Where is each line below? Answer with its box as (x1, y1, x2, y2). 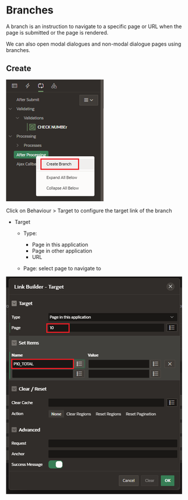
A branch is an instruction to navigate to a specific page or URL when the (6, 23, 182, 30)
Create (6, 64, 32, 74)
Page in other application (32, 247, 92, 254)
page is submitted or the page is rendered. (6, 29, 109, 36)
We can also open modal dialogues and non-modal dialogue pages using (6, 40, 182, 47)
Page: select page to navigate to (23, 264, 101, 272)
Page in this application (32, 241, 89, 248)
